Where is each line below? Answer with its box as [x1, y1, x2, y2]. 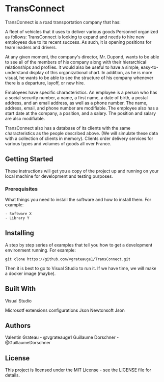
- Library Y [5, 216, 29, 221]
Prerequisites [5, 185, 38, 192]
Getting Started [5, 155, 54, 164]
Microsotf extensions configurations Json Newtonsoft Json [5, 307, 125, 313]
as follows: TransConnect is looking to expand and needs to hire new [5, 34, 145, 40]
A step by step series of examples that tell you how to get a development [5, 242, 153, 248]
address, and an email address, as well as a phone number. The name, [5, 100, 148, 106]
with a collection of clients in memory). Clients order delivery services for [5, 136, 154, 141]
